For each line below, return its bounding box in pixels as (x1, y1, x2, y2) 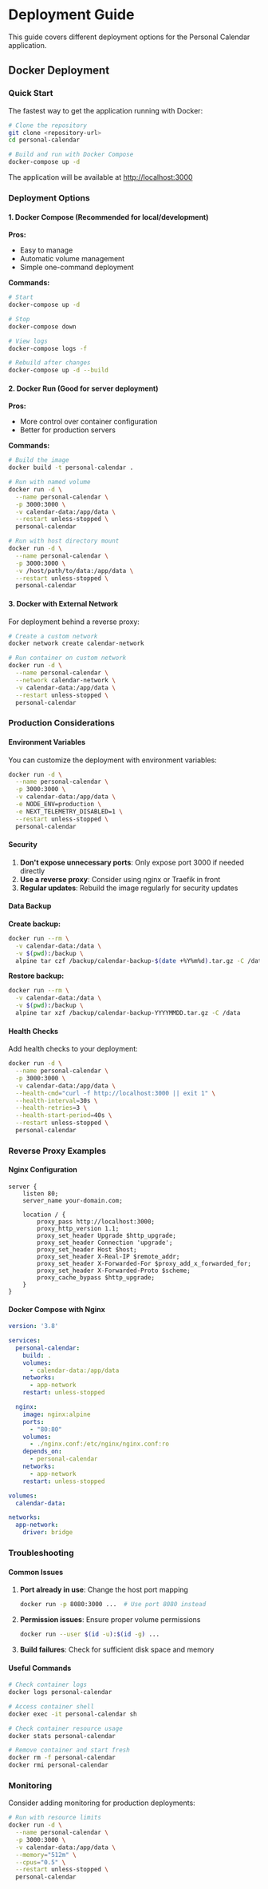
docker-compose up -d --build (8, 366, 109, 375)
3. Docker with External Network (8, 599, 118, 608)
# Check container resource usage (8, 1724, 124, 1732)
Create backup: (8, 919, 61, 929)
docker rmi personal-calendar (8, 1761, 109, 1769)
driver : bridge (22, 1529, 73, 1537)
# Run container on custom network (8, 654, 127, 662)
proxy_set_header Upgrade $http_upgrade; (37, 1232, 177, 1240)
